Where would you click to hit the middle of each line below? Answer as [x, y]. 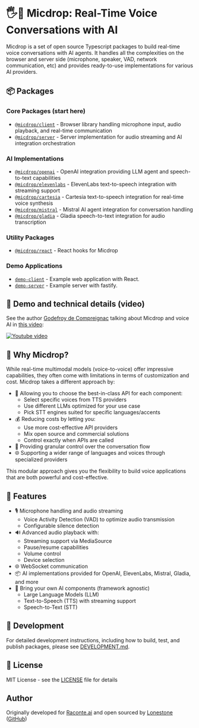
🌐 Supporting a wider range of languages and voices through [90, 453]
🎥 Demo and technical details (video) [75, 304]
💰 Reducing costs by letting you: [55, 419]
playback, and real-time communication [64, 130]
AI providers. [22, 71]
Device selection [44, 560]
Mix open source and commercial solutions [76, 434]
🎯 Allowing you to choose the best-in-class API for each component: [99, 393]
